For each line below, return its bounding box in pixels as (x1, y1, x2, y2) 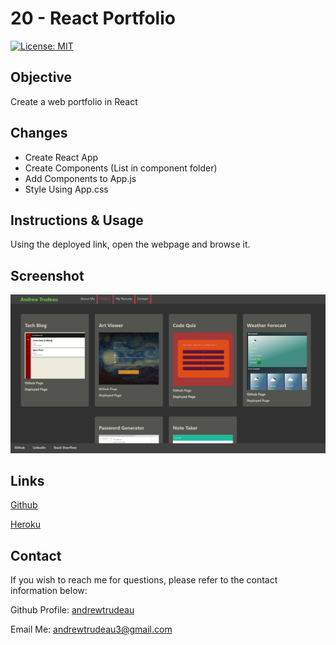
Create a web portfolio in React (10, 95, 138, 107)
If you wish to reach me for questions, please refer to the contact (10, 574, 278, 586)
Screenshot (10, 267, 85, 284)
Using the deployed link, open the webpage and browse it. (10, 238, 251, 251)
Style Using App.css (24, 183, 109, 195)
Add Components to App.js (24, 172, 137, 184)
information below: (10, 585, 88, 597)
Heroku (10, 518, 41, 531)
